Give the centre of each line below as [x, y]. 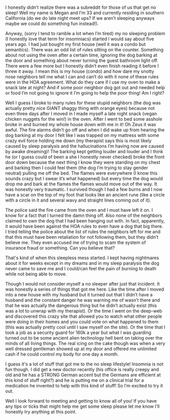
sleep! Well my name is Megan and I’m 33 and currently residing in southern [85, 13]
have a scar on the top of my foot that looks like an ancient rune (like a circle [85, 195]
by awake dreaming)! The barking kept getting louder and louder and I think [84, 151]
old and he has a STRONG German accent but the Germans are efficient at [83, 375]
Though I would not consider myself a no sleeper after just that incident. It [82, 284]
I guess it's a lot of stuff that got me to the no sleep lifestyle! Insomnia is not [84, 364]
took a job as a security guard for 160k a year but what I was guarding [78, 332]
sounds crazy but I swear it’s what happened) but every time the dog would [84, 178]
